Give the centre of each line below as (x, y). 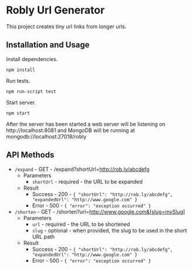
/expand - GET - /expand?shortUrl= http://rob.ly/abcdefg (82, 169)
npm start (18, 113)
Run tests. (18, 80)
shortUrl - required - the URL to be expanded (87, 181)
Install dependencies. (32, 59)
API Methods (30, 155)
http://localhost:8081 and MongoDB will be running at (70, 130)
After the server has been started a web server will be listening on (86, 124)
